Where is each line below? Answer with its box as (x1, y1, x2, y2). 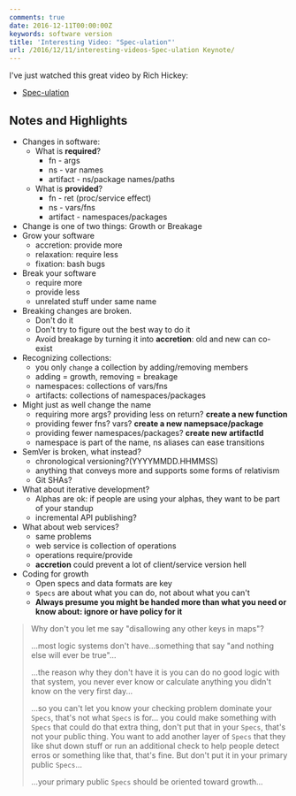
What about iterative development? (21, 484, 150, 494)
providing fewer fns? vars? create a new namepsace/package (34, 417, 263, 429)
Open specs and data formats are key (34, 578, 172, 588)
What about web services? (21, 521, 119, 532)
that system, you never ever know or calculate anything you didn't (30, 676, 272, 686)
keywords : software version (9, 29, 113, 38)
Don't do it (34, 315, 73, 325)
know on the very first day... (30, 685, 133, 696)
